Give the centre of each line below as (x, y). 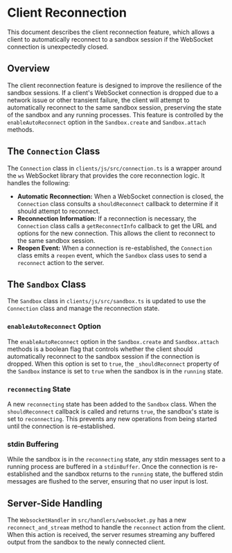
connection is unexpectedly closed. (58, 46)
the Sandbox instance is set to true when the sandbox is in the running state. (115, 371)
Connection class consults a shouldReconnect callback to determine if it (118, 203)
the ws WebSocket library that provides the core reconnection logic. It (106, 176)
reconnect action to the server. (61, 262)
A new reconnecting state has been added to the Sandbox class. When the (112, 404)
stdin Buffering (33, 444)
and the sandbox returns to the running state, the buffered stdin (132, 474)
